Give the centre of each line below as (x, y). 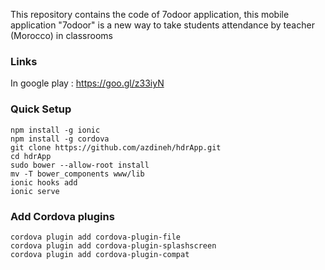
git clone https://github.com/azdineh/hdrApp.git (116, 147)
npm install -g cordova (60, 139)
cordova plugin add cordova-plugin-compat (100, 254)
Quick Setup (41, 109)
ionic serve (35, 191)
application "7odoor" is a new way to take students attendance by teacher (162, 25)
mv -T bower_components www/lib (77, 174)
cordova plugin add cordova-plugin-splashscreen (113, 245)
